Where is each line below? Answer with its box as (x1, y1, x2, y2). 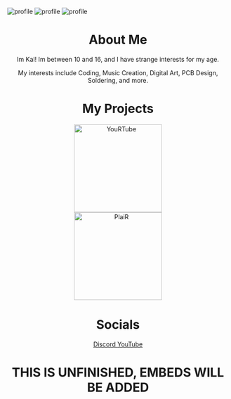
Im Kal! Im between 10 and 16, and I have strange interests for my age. (16, 55, 220, 63)
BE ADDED (86, 379, 150, 395)
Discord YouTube (93, 340, 143, 348)
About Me (88, 32, 147, 48)
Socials (95, 317, 140, 333)
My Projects (81, 101, 154, 117)
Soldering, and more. (87, 76, 149, 84)
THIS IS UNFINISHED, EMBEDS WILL (11, 365, 225, 380)
